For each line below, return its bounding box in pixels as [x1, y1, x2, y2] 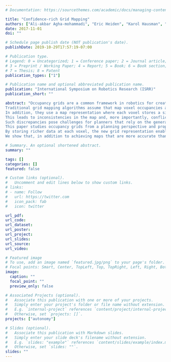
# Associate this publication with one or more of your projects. [5, 297, 154, 303]
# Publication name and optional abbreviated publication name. [5, 82, 145, 87]
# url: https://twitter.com [5, 194, 70, 199]
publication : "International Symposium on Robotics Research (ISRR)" [5, 87, 156, 92]
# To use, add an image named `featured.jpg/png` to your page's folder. [5, 260, 165, 265]
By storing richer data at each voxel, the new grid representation [5, 129, 154, 134]
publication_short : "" [5, 92, 53, 97]
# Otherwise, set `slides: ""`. [5, 344, 79, 350]
